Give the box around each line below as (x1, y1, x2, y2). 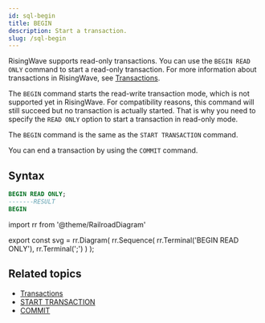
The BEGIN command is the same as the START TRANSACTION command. (8, 130, 238, 140)
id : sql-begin (8, 11, 56, 20)
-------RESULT (8, 198, 56, 206)
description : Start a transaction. (8, 27, 128, 35)
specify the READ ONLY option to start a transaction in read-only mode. (8, 114, 238, 125)
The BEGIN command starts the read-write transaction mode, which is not (8, 89, 251, 99)
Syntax (8, 169, 45, 182)
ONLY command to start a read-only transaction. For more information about (8, 65, 257, 75)
